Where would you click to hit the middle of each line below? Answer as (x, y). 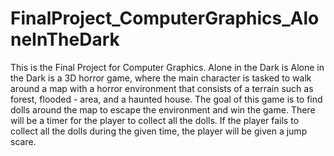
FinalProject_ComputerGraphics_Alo (165, 18)
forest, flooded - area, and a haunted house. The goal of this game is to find (166, 99)
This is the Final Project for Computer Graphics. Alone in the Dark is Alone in (167, 67)
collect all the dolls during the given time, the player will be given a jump (159, 131)
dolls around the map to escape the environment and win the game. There (163, 109)
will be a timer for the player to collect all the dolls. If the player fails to (155, 120)
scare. (23, 141)
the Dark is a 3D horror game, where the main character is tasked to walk (161, 78)
